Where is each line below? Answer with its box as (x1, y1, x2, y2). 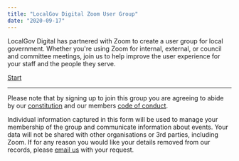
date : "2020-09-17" (7, 17, 65, 24)
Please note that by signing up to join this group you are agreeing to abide (7, 93, 224, 102)
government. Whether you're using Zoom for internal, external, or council (7, 44, 222, 53)
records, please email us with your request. (7, 145, 134, 154)
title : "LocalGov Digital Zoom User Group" (7, 10, 139, 18)
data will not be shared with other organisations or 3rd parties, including (7, 130, 219, 139)
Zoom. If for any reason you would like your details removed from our (7, 137, 211, 146)
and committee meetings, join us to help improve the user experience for (7, 51, 221, 61)
